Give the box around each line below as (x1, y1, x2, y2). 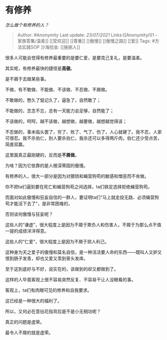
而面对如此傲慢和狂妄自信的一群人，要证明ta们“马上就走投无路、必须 (5, 194, 146, 200)
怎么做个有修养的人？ (5, 22, 49, 28)
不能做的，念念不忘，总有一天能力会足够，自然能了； (5, 108, 114, 114)
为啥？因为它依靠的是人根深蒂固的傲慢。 (5, 163, 88, 169)
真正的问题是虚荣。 (5, 319, 45, 325)
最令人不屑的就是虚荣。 (5, 330, 53, 336)
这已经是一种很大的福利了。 (5, 298, 62, 304)
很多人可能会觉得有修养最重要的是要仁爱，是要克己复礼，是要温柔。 (5, 54, 145, 60)
